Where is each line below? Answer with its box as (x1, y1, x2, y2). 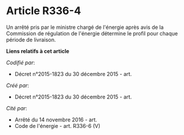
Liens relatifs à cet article (6, 47, 70, 54)
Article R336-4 (6, 4, 81, 18)
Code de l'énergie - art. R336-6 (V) (14, 122, 101, 129)
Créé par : (6, 81, 29, 89)
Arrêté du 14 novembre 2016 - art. (14, 116, 97, 123)
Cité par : (6, 104, 28, 111)
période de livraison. (6, 36, 56, 43)
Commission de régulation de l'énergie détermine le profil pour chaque (6, 29, 178, 37)
